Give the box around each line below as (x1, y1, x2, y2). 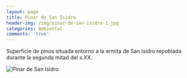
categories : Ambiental (6, 25, 63, 32)
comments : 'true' (6, 31, 50, 37)
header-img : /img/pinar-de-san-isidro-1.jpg (6, 20, 119, 26)
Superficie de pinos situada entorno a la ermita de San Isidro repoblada (6, 47, 182, 55)
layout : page (6, 8, 39, 15)
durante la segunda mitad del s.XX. (6, 54, 93, 61)
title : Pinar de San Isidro (6, 14, 76, 20)
